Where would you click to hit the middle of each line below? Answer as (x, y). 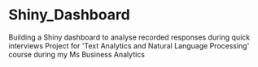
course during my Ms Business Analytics (77, 54)
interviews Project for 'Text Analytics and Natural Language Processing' (129, 45)
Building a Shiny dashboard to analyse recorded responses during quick (129, 37)
